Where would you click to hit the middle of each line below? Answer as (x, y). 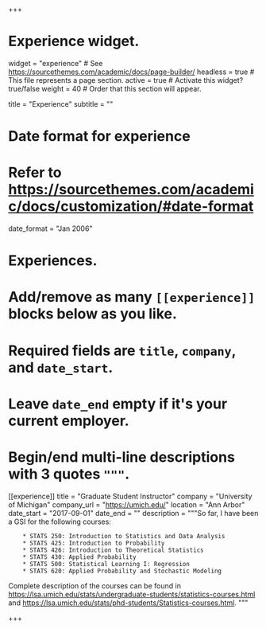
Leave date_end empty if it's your (118, 404)
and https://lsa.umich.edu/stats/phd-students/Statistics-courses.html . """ (128, 603)
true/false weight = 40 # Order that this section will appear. (105, 88)
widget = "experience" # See (56, 63)
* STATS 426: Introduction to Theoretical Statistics (113, 550)
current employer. (69, 421)
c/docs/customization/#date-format (131, 207)
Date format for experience (99, 137)
